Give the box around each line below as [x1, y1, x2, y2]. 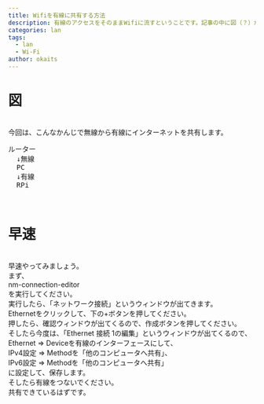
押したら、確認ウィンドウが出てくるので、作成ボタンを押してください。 [8, 318, 241, 328]
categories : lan [8, 26, 61, 34]
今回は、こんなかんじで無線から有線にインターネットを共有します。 [8, 127, 228, 137]
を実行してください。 [8, 288, 77, 299]
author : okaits [8, 56, 58, 64]
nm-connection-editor [8, 280, 80, 289]
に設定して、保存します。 [8, 367, 90, 377]
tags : [8, 33, 26, 42]
